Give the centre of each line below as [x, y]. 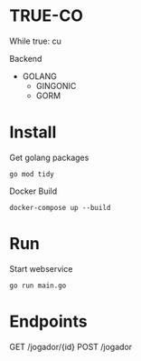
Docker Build [33, 191]
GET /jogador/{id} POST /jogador [71, 346]
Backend [26, 58]
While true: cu [35, 41]
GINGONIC [56, 85]
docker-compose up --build [60, 207]
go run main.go [38, 286]
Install [33, 132]
